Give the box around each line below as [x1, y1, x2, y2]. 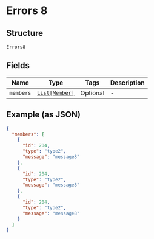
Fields [6, 60, 30, 71]
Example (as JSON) [6, 109, 81, 120]
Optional [80, 89, 105, 97]
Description [110, 78, 145, 87]
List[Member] [37, 89, 75, 96]
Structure [6, 28, 44, 38]
